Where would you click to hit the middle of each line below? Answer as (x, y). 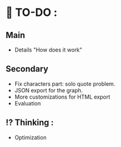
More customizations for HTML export (62, 97)
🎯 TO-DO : (32, 13)
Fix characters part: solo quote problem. (65, 84)
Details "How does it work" (48, 50)
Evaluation (28, 103)
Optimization (30, 137)
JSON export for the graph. (49, 90)
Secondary (27, 69)
